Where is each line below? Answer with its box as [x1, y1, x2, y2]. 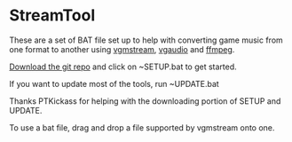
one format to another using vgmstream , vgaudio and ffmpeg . [9, 43, 235, 54]
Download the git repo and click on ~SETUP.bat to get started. [9, 61, 237, 72]
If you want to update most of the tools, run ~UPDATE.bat [9, 78, 219, 89]
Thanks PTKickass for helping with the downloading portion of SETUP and [9, 95, 281, 106]
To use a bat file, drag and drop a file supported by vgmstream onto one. [9, 122, 275, 133]
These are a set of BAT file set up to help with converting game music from [9, 35, 284, 45]
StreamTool [9, 5, 96, 26]
